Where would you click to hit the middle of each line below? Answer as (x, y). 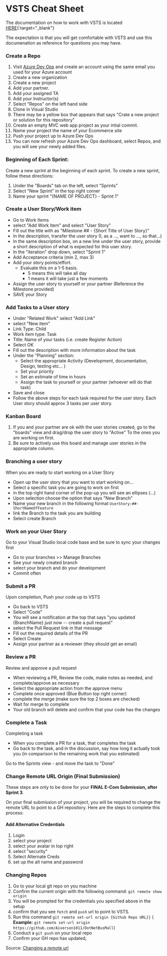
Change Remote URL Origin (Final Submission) (63, 776)
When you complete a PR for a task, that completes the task (74, 743)
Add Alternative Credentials (35, 824)
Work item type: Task (35, 334)
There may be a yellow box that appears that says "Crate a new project (86, 115)
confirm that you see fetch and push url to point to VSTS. (71, 911)
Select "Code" (28, 612)
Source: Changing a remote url (37, 948)
